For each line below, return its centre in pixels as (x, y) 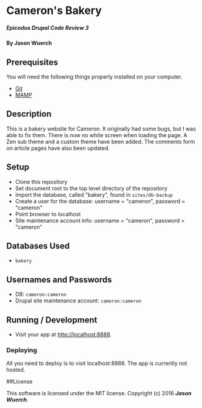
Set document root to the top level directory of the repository (91, 188)
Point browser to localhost (48, 214)
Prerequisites (32, 62)
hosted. (16, 370)
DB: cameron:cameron (41, 294)
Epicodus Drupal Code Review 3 (48, 27)
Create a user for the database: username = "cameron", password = (100, 201)
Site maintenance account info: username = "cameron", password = (100, 220)
